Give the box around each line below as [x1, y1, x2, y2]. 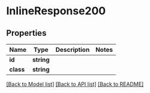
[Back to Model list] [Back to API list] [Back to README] [6, 80, 144, 88]
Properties [6, 28, 47, 38]
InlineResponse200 [6, 4, 106, 18]
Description [55, 46, 90, 54]
